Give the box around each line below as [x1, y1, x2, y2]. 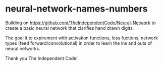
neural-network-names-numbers [5, 3, 148, 15]
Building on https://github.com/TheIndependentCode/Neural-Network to [5, 20, 156, 26]
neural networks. [5, 45, 40, 51]
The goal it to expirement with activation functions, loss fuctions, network [5, 35, 158, 41]
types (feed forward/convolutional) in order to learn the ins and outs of [5, 40, 152, 46]
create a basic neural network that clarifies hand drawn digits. [5, 25, 134, 31]
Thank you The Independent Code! [5, 55, 78, 61]
